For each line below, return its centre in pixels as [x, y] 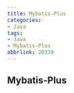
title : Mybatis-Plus [37, 14]
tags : [15, 33]
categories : [24, 20]
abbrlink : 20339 [30, 53]
